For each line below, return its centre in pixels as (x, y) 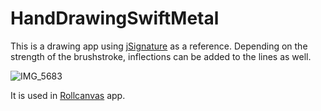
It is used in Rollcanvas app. (68, 95)
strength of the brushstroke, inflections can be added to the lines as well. (161, 56)
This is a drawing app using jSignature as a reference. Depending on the (159, 46)
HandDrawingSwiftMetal (115, 18)
